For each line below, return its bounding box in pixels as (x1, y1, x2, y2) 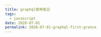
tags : (5, 12, 16, 16)
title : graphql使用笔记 (5, 7, 50, 12)
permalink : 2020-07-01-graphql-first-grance (5, 25, 97, 30)
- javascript (9, 16, 36, 21)
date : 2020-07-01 (5, 20, 40, 25)
